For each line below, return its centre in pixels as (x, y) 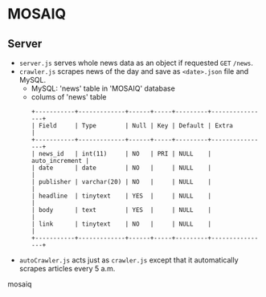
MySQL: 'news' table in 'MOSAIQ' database (103, 88)
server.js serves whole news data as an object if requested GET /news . (136, 63)
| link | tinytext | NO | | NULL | (121, 224)
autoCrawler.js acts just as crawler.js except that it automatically (129, 260)
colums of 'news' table (69, 97)
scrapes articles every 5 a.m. (67, 269)
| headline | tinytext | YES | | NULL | (121, 196)
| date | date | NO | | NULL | (121, 168)
